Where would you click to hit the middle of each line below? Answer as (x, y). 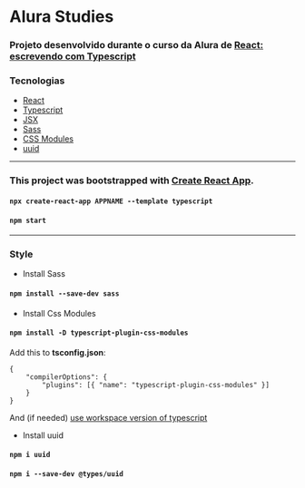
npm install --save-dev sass (64, 294)
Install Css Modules (59, 313)
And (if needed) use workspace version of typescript (108, 417)
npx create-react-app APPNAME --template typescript (111, 201)
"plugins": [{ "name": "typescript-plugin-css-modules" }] (156, 385)
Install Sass (44, 274)
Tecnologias (37, 81)
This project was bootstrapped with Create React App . (132, 181)
